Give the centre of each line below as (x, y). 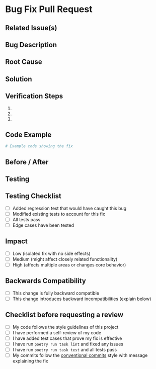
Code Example (28, 134)
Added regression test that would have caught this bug (69, 208)
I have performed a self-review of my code (57, 332)
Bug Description (31, 44)
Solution (19, 79)
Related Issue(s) (31, 28)
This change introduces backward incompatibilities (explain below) (82, 299)
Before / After (27, 162)
